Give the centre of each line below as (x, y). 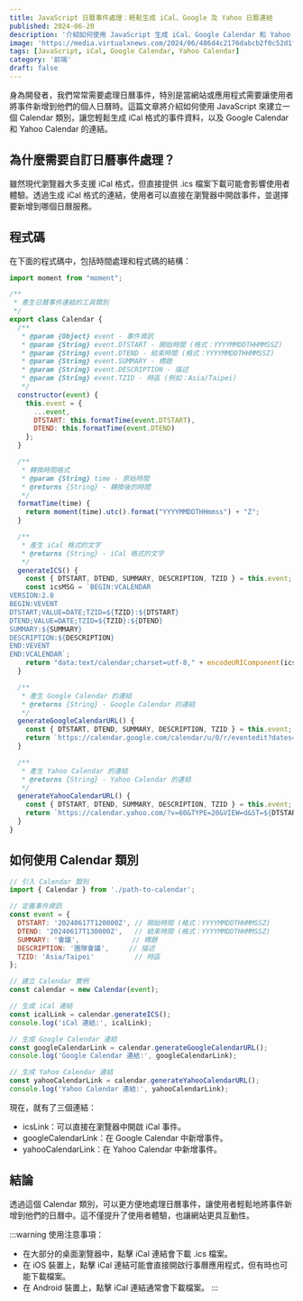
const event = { (40, 915)
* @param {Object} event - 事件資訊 (87, 336)
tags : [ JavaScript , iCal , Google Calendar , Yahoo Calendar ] (125, 51)
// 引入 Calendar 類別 (49, 882)
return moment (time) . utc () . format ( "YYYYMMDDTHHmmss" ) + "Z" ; (142, 512)
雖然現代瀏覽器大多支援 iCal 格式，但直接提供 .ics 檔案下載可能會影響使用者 (150, 183)
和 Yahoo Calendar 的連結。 (61, 128)
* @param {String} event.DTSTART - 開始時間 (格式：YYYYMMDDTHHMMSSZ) (152, 344)
